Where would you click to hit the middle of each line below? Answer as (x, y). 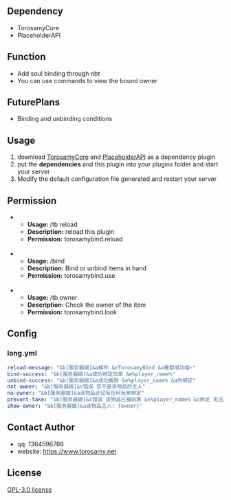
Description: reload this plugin (71, 232)
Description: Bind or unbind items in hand (87, 268)
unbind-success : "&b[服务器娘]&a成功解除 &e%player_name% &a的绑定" (101, 380)
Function (26, 57)
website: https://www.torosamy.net (67, 451)
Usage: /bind (46, 261)
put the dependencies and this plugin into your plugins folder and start (118, 164)
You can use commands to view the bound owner (87, 80)
